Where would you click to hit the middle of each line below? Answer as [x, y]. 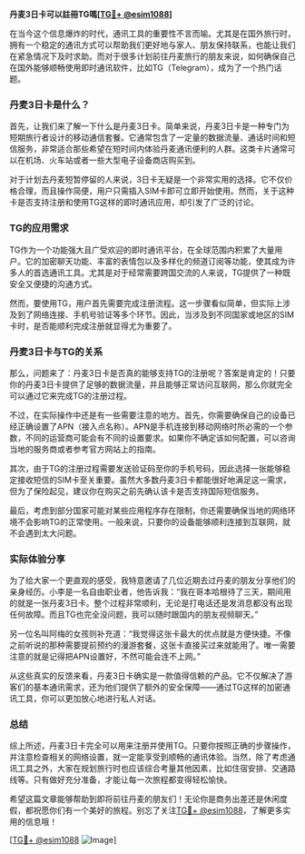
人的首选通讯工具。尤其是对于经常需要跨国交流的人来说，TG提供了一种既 [154, 273]
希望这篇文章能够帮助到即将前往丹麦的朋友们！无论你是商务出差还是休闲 [144, 799]
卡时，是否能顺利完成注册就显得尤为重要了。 [93, 325]
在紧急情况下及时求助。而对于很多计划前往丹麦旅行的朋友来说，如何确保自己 [152, 56]
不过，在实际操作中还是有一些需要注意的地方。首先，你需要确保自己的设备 [148, 415]
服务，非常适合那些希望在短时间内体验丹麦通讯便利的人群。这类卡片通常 [152, 149]
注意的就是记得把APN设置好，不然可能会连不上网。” [105, 657]
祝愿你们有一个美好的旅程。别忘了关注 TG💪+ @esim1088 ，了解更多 [158, 810]
